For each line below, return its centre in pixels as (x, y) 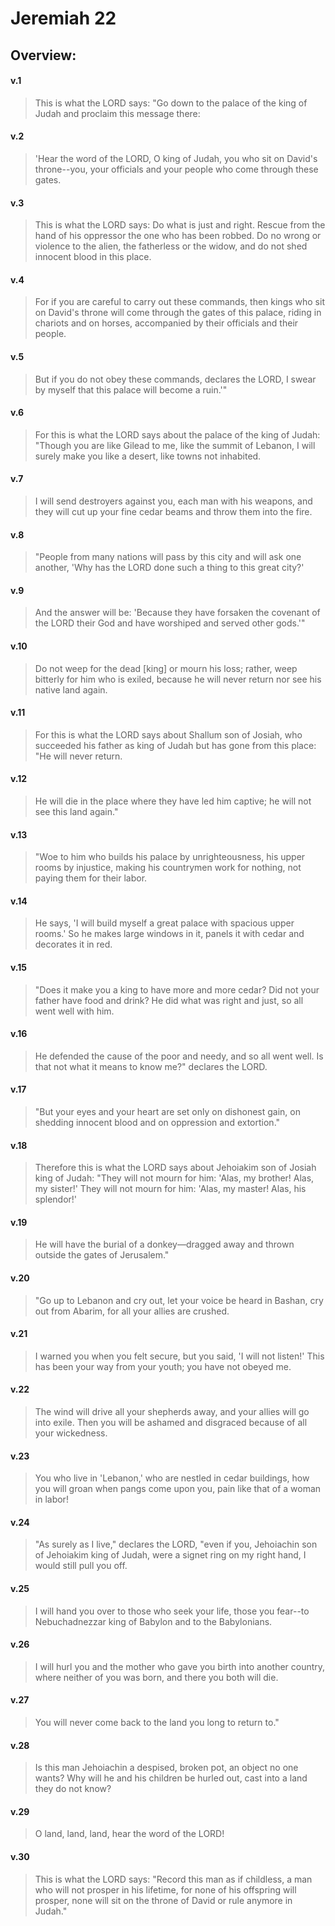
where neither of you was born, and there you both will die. (156, 1677)
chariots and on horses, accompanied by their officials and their (166, 323)
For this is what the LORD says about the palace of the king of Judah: (177, 434)
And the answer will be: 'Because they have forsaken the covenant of (177, 613)
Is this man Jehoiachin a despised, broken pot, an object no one (166, 1768)
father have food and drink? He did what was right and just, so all (169, 1000)
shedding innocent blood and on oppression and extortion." (157, 1123)
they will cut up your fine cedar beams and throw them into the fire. (173, 511)
